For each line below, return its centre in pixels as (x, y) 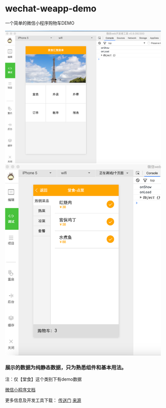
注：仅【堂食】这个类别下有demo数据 (43, 379)
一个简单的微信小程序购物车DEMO (40, 23)
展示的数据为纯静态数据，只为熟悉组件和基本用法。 (66, 367)
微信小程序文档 (20, 390)
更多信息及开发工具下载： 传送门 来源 (43, 401)
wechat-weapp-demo (51, 9)
